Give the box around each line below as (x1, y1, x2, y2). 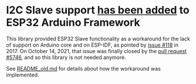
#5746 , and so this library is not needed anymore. (6, 54, 126, 61)
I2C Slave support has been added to (6, 3, 190, 17)
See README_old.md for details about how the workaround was (6, 65, 161, 72)
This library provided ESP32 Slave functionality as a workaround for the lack (6, 35, 191, 42)
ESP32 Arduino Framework (6, 16, 141, 29)
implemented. (6, 71, 39, 78)
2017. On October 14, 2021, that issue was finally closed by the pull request (6, 47, 187, 54)
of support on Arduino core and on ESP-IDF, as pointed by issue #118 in (6, 41, 179, 48)
